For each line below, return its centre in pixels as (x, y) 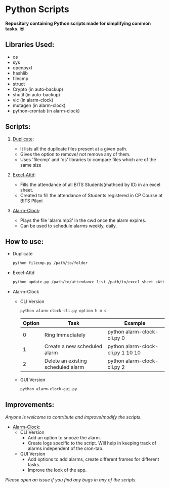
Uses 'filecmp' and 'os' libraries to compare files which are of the (88, 159)
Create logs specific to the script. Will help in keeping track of (92, 443)
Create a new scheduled (73, 346)
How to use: (25, 241)
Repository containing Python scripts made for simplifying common (78, 23)
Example (135, 323)
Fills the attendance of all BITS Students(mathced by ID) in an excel (90, 184)
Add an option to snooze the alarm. (64, 437)
